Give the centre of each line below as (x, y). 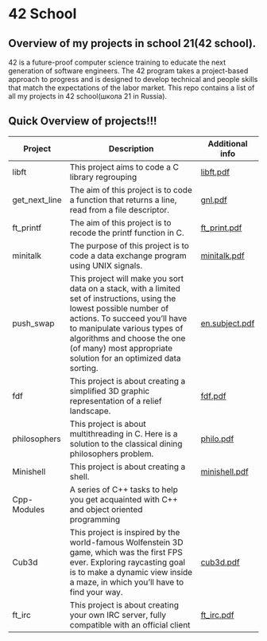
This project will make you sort (127, 278)
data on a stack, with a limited (125, 288)
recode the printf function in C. (127, 233)
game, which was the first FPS (126, 552)
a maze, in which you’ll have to (127, 582)
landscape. (90, 411)
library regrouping (103, 177)
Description (131, 148)
